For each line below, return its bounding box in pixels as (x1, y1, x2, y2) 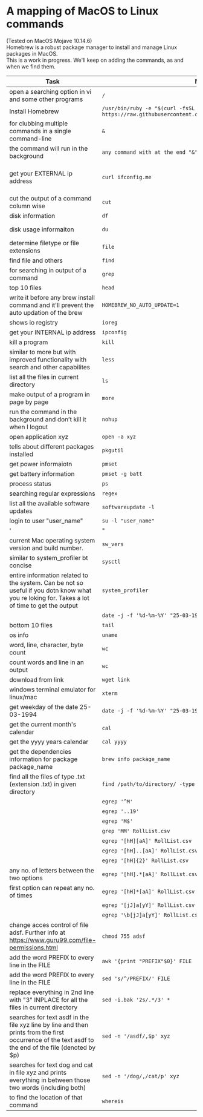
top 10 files (9, 283, 42, 292)
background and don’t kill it (9, 415, 86, 423)
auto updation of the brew (9, 308, 83, 317)
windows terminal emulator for (9, 685, 96, 694)
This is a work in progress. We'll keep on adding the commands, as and (6, 56, 184, 64)
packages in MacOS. (6, 50, 59, 57)
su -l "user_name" (101, 517, 155, 524)
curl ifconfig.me (101, 174, 152, 180)
